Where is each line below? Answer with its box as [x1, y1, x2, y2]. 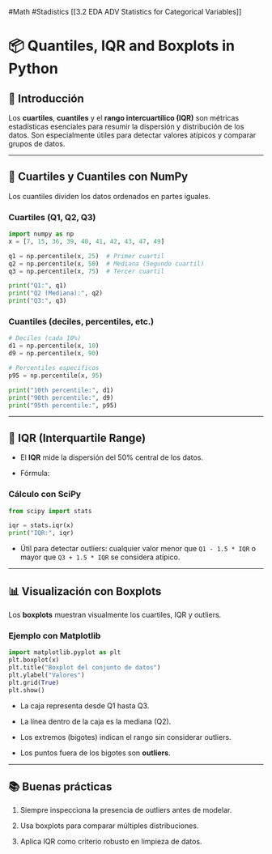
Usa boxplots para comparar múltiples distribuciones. [19, 821, 199, 831]
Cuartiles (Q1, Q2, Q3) [8, 211, 96, 223]
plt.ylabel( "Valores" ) [8, 671, 85, 679]
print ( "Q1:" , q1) [8, 282, 67, 290]
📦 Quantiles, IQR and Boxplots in [8, 36, 236, 55]
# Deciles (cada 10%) [8, 334, 82, 342]
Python [8, 60, 58, 78]
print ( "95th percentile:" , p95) [8, 401, 117, 410]
